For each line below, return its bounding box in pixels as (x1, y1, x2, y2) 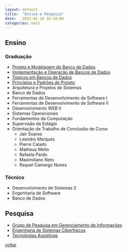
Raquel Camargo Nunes (19, 162, 67, 168)
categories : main (5, 20, 40, 26)
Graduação (5, 53, 32, 60)
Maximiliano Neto (19, 157, 54, 162)
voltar (5, 242, 17, 248)
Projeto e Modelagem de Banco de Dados (12, 64, 95, 70)
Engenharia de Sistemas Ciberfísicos (12, 227, 86, 233)
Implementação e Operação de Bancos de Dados (12, 69, 111, 75)
